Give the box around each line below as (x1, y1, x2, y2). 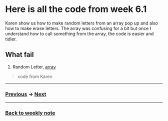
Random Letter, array (12, 63, 56, 69)
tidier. (5, 36, 17, 42)
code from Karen (17, 73, 52, 79)
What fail (5, 50, 34, 59)
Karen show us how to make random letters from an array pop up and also (5, 20, 158, 26)
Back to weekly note (5, 109, 55, 116)
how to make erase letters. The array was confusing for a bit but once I (5, 25, 151, 31)
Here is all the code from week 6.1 (5, 3, 147, 15)
